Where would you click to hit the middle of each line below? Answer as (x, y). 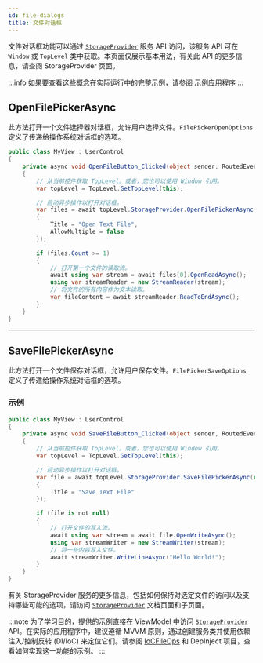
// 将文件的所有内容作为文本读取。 (99, 290)
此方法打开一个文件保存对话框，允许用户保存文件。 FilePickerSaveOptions (127, 370)
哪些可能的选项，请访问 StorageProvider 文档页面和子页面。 (112, 605)
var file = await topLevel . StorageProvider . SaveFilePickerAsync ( (145, 477)
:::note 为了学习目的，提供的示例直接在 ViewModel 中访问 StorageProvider (128, 621)
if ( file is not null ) (73, 514)
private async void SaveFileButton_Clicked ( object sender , (121, 434)
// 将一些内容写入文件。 (85, 550)
